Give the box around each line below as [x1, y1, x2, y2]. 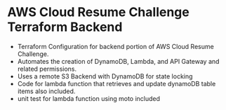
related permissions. [17, 64, 77, 73]
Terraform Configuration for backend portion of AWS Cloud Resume [17, 42, 214, 50]
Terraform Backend [7, 19, 123, 35]
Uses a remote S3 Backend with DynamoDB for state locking [17, 71, 193, 81]
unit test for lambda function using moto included [17, 94, 160, 102]
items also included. [17, 87, 76, 95]
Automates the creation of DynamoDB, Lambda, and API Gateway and [17, 57, 220, 65]
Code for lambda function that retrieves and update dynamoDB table [17, 79, 216, 88]
